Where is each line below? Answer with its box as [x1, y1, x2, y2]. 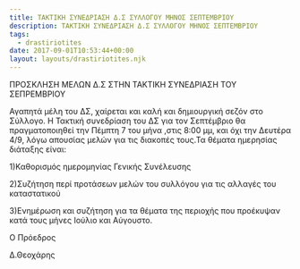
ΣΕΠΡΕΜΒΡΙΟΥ [9, 88, 66, 99]
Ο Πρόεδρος [9, 232, 56, 242]
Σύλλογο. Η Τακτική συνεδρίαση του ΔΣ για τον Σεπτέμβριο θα [9, 115, 246, 126]
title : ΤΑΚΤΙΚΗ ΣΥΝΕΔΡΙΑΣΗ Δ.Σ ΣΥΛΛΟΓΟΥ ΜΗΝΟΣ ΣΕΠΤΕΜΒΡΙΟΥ [9, 13, 235, 22]
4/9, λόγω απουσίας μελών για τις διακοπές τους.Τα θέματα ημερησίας [9, 135, 278, 145]
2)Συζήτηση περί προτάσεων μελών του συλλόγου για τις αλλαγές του [9, 179, 277, 189]
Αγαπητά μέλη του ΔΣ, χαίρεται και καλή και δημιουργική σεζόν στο [9, 106, 264, 116]
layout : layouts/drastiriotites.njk [9, 55, 146, 63]
